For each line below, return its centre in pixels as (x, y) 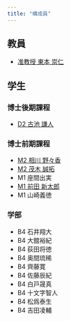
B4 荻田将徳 (34, 249)
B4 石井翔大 (34, 232)
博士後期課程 (29, 107)
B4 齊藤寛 (31, 267)
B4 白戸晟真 (34, 284)
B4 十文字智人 (37, 292)
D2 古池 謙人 (35, 124)
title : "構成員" (29, 14)
